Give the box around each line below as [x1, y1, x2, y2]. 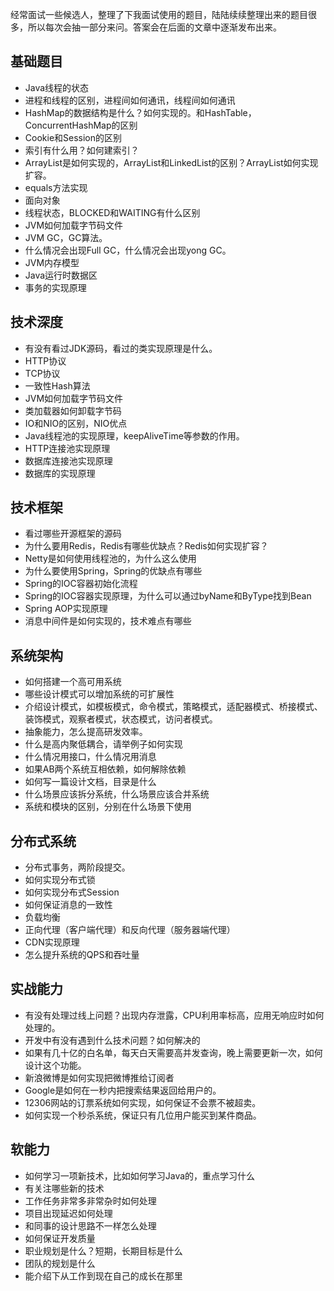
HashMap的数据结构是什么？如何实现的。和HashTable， [24, 106, 257, 118]
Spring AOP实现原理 [24, 603, 108, 615]
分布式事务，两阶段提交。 [24, 861, 131, 873]
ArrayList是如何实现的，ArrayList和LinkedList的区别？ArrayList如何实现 [24, 156, 319, 168]
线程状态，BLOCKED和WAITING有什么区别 [24, 206, 201, 218]
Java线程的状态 [24, 81, 90, 93]
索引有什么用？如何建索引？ [24, 144, 140, 156]
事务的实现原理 [24, 281, 87, 293]
